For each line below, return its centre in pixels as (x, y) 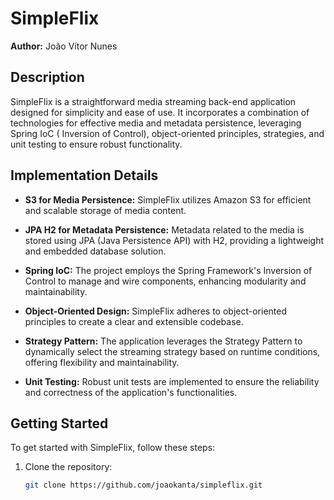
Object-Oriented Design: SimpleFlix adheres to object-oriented (155, 311)
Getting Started (59, 423)
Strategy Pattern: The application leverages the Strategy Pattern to (163, 341)
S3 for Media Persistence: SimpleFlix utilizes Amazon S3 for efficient (168, 199)
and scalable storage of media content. (105, 210)
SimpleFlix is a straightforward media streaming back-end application (153, 101)
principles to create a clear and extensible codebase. (134, 321)
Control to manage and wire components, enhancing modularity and (165, 281)
